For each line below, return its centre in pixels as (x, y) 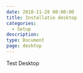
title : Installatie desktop (42, 18)
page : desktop (24, 46)
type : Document (25, 40)
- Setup (22, 29)
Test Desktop (23, 63)
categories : (21, 23)
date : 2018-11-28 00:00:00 (40, 12)
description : (23, 35)
